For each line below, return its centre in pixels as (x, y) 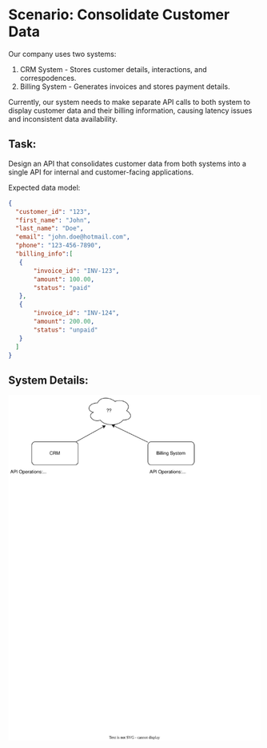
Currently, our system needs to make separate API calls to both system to (129, 102)
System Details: (49, 380)
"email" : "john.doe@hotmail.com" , (73, 237)
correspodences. (48, 78)
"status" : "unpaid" (66, 330)
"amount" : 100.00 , (64, 279)
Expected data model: (44, 187)
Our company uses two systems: (62, 54)
